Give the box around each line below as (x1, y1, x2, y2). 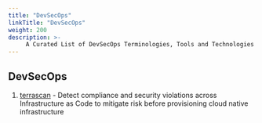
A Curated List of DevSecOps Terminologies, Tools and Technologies (25, 41, 255, 49)
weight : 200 (8, 26, 47, 34)
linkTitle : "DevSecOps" (8, 19, 86, 27)
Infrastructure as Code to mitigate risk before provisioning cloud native (19, 99, 249, 108)
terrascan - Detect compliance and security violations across (19, 90, 217, 99)
